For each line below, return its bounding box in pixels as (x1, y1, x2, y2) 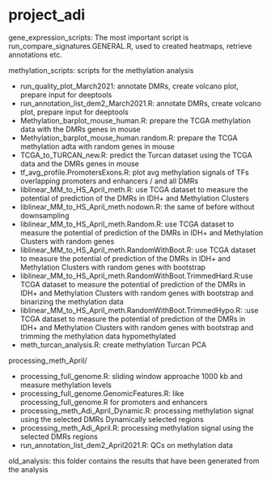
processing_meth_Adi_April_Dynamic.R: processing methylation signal (19, 406, 254, 415)
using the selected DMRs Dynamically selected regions (19, 414, 204, 424)
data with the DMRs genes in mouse (19, 124, 141, 134)
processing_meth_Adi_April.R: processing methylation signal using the (19, 423, 254, 433)
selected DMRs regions (19, 432, 99, 441)
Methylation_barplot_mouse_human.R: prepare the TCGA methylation (19, 115, 252, 125)
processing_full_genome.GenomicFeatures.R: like (19, 388, 184, 398)
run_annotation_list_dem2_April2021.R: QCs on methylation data (19, 440, 233, 450)
